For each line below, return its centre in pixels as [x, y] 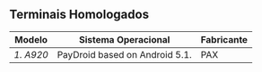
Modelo [31, 39]
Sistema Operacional [125, 39]
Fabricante [224, 39]
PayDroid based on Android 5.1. [125, 54]
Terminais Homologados [79, 15]
